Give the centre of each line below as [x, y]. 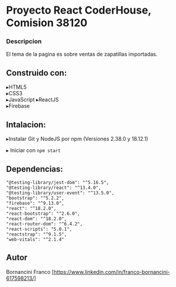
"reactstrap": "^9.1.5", [36, 234]
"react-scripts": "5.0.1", [39, 229]
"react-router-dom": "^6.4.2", [44, 224]
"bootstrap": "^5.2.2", [35, 198]
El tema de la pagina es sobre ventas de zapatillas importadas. [82, 54]
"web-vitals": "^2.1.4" [35, 239]
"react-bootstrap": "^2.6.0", [43, 214]
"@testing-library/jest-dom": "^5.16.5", [58, 182]
